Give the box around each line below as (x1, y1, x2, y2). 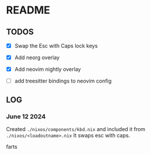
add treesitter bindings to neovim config (14, 77, 112, 85)
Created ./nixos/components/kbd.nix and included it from (6, 125, 146, 132)
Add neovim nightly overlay (14, 66, 81, 73)
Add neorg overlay (14, 54, 60, 61)
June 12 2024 (6, 112, 46, 120)
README (6, 4, 51, 17)
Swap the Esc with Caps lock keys (14, 42, 98, 49)
